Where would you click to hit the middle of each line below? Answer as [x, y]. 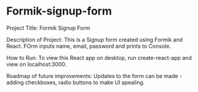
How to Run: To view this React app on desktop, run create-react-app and [99, 57]
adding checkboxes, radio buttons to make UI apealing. [76, 82]
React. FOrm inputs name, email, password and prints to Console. [89, 46]
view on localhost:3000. [37, 64]
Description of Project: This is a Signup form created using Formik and [94, 39]
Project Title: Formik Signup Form [48, 28]
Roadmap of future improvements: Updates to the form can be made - [94, 76]
